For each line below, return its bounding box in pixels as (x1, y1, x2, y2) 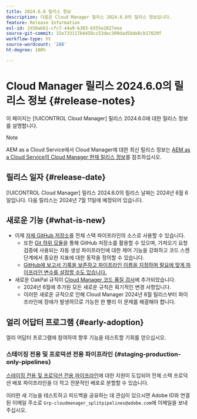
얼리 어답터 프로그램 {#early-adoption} (6, 317, 144, 327)
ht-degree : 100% (6, 47, 46, 53)
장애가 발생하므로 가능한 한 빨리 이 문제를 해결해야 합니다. (44, 298, 176, 305)
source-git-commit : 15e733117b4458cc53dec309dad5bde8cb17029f (6, 31, 162, 37)
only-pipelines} (6, 358, 52, 366)
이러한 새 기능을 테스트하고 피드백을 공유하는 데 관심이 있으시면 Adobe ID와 (6, 392, 179, 399)
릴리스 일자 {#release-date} (6, 172, 106, 183)
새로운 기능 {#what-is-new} (6, 215, 106, 225)
